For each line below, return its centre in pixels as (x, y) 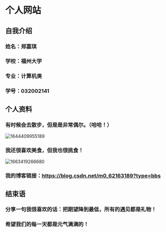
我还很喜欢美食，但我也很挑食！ (45, 150)
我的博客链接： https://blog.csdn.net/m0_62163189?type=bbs (83, 176)
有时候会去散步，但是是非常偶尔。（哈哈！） (59, 125)
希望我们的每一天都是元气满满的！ (47, 224)
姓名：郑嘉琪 (21, 46)
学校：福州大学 (24, 61)
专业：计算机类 (24, 76)
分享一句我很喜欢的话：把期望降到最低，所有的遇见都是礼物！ (81, 210)
